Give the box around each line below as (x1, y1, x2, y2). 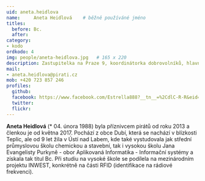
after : (12, 32, 29, 38)
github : (12, 89, 32, 95)
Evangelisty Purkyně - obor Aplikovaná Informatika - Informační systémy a (6, 148, 193, 156)
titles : (6, 20, 26, 26)
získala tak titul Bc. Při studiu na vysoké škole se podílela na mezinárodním (6, 155, 194, 162)
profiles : (6, 83, 32, 89)
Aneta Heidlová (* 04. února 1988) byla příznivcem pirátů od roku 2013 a (6, 122, 190, 130)
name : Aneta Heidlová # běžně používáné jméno (6, 15, 146, 21)
